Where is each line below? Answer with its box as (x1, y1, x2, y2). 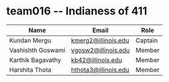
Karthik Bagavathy (9, 55, 62, 64)
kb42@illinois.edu (71, 55, 123, 64)
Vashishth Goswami (9, 46, 65, 54)
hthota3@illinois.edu (71, 65, 130, 74)
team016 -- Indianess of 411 (6, 4, 148, 18)
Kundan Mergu (9, 36, 51, 45)
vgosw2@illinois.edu (71, 46, 130, 54)
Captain (135, 36, 158, 45)
